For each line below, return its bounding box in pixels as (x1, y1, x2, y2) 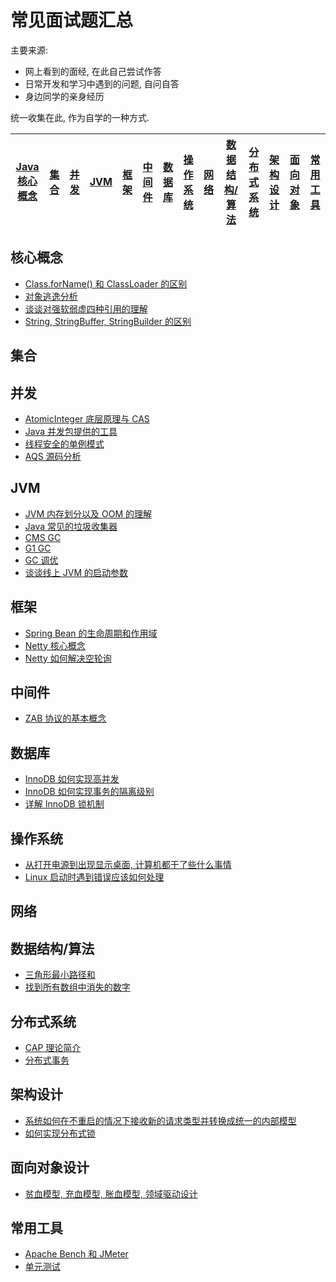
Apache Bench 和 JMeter (24, 1248, 129, 1260)
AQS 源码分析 (24, 450, 82, 462)
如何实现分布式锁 (24, 1127, 96, 1139)
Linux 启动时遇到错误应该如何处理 (24, 871, 165, 883)
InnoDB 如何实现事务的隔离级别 (24, 786, 155, 798)
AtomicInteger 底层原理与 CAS (24, 412, 150, 425)
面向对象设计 (10, 1159, 90, 1176)
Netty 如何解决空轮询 (24, 652, 112, 664)
